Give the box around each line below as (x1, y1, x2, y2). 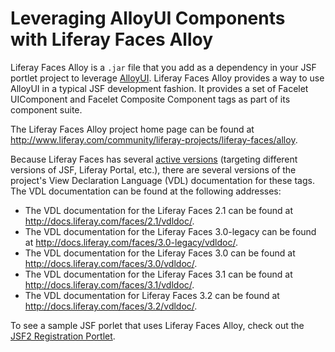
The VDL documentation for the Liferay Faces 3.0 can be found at (24, 247, 296, 259)
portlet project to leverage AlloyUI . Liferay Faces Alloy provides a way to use (10, 72, 325, 84)
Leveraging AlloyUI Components (10, 7, 286, 30)
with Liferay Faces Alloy (10, 28, 213, 51)
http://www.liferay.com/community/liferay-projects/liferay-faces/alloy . (10, 133, 298, 146)
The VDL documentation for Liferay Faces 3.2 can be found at (24, 289, 280, 301)
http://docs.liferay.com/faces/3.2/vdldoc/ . (24, 300, 198, 312)
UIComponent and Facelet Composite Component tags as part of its (10, 93, 291, 105)
